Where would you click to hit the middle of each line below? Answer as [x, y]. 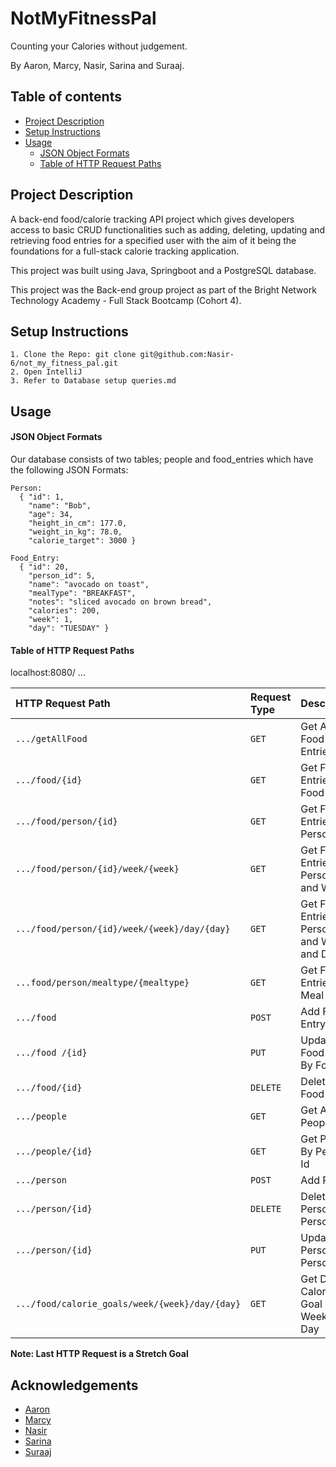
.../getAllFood [51, 739]
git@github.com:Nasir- [187, 355]
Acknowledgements [74, 1385]
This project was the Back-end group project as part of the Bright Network [163, 289]
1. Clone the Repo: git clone [73, 355]
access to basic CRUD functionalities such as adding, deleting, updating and [168, 229]
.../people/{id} [54, 1151]
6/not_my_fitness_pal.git [64, 363]
